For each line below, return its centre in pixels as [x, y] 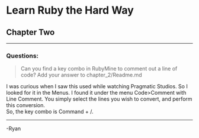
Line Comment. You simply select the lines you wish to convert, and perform [99, 99]
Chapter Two [31, 32]
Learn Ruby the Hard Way [70, 10]
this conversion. [26, 105]
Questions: [23, 56]
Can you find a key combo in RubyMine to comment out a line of [99, 69]
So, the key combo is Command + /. [50, 112]
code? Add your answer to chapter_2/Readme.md [81, 75]
